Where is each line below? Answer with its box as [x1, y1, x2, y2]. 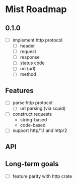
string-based [20, 117, 47, 123]
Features [5, 86, 34, 95]
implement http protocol [12, 37, 63, 43]
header [20, 43, 35, 49]
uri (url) [20, 66, 36, 72]
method [20, 71, 36, 77]
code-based [20, 122, 46, 128]
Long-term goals [5, 160, 59, 168]
